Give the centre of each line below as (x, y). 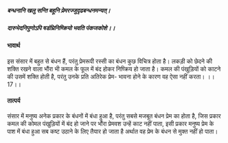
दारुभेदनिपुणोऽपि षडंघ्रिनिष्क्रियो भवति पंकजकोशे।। (61, 27)
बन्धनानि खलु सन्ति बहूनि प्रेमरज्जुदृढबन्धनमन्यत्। (59, 10)
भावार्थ (14, 46)
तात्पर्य (14, 101)
